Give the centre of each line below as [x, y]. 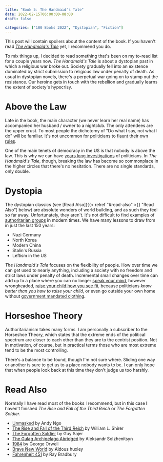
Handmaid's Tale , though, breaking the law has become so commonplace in [82, 161]
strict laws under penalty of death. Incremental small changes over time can [81, 275]
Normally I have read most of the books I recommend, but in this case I [76, 403]
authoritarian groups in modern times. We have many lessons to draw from [80, 220]
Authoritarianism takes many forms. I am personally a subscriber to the [76, 330]
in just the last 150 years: [30, 226]
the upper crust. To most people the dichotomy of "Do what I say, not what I [81, 131]
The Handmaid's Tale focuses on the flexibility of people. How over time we [81, 265]
